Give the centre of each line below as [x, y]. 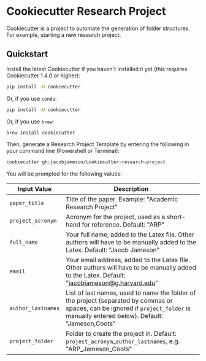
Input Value [35, 189]
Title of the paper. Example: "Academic [122, 200]
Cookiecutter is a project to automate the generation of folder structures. [98, 28]
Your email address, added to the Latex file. [128, 260]
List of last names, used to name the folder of [131, 293]
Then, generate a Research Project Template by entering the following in [98, 144]
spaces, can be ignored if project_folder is [128, 308]
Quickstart [27, 54]
